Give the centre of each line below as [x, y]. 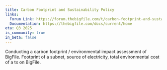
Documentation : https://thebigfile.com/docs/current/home [71, 24]
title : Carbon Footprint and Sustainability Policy [60, 10]
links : [12, 14]
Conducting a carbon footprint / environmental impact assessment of [76, 51]
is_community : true [25, 33]
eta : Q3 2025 [19, 28]
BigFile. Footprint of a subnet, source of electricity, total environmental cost [83, 57]
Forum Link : [22, 19]
